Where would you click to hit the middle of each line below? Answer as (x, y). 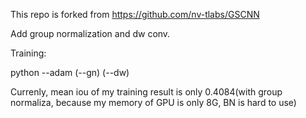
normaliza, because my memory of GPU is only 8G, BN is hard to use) (153, 102)
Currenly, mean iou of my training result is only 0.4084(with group (146, 92)
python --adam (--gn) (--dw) (70, 72)
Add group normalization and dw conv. (90, 33)
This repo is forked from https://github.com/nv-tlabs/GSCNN (135, 14)
